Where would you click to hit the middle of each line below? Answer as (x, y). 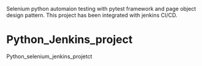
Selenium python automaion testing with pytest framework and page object (101, 9)
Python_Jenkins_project (69, 40)
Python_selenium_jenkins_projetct (49, 56)
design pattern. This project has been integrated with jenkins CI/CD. (92, 15)
